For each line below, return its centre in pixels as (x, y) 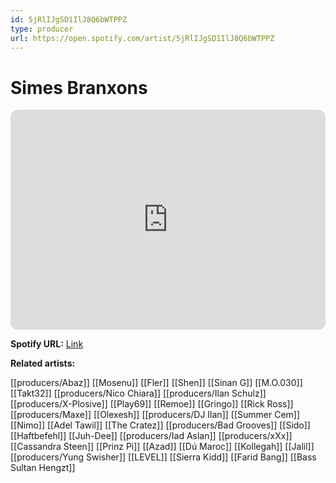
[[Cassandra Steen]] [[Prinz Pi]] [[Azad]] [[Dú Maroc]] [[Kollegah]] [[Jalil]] (162, 447)
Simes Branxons (79, 87)
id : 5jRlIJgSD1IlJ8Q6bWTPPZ (69, 19)
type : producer (42, 29)
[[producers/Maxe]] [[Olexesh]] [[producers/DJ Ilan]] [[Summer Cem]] (155, 415)
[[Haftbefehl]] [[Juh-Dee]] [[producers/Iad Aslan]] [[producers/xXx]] (151, 436)
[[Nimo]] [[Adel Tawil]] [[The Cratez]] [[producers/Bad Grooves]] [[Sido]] (160, 425)
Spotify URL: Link (47, 344)
